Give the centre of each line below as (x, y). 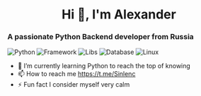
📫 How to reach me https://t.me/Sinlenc (76, 74)
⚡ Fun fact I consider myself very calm (74, 85)
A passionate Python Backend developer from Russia (101, 37)
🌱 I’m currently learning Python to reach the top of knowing (104, 66)
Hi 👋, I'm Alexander (119, 15)
